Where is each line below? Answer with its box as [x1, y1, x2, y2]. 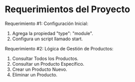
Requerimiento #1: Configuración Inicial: [5, 20, 89, 26]
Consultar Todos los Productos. [12, 55, 78, 62]
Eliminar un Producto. [12, 71, 58, 77]
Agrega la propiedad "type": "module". [12, 30, 93, 36]
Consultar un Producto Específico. [12, 61, 85, 67]
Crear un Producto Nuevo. [12, 66, 67, 72]
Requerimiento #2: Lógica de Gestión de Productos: [5, 45, 114, 51]
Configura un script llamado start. [12, 36, 83, 42]
